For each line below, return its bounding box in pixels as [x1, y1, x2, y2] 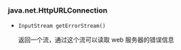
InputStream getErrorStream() [17, 23, 107, 30]
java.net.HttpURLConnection [8, 6, 108, 15]
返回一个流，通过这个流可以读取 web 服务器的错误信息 [17, 35, 175, 44]
